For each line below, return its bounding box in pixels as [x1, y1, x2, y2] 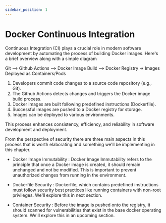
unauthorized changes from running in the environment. [12, 172, 127, 178]
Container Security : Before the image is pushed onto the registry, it [12, 202, 151, 208]
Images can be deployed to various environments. [12, 111, 115, 117]
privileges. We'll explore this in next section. [12, 192, 103, 198]
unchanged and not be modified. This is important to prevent [12, 167, 137, 172]
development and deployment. [5, 126, 68, 132]
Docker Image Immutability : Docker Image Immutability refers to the [12, 156, 152, 162]
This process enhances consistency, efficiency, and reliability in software [5, 121, 155, 127]
